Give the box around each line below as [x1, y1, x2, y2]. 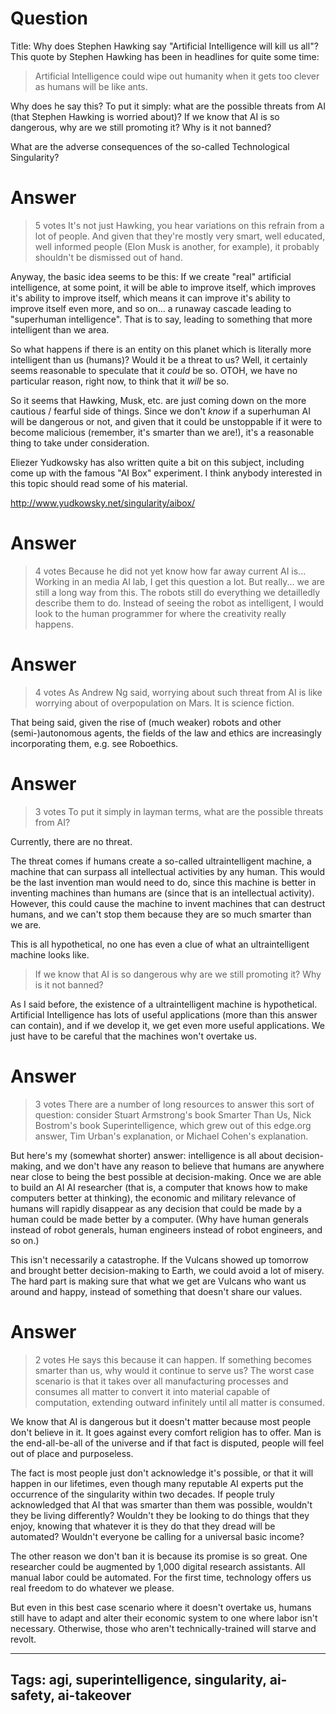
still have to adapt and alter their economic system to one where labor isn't [10, 1612, 318, 1624]
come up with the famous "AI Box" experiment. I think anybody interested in [10, 467, 323, 479]
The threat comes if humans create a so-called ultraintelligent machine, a [10, 855, 312, 867]
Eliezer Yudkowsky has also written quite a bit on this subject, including [10, 456, 305, 468]
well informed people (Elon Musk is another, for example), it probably [34, 240, 320, 252]
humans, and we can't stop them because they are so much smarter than [10, 908, 312, 920]
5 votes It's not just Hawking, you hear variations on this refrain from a [34, 219, 325, 231]
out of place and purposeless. [10, 1447, 134, 1459]
